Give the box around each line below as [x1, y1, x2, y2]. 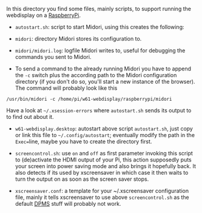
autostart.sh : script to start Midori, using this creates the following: [15, 24, 184, 30]
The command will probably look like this [15, 84, 118, 92]
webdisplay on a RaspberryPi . [6, 12, 81, 19]
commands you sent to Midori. [15, 53, 92, 60]
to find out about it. [6, 113, 54, 120]
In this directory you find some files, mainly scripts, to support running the [6, 5, 191, 12]
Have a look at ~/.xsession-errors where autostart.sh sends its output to [6, 107, 192, 114]
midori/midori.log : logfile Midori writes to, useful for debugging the [15, 47, 186, 54]
